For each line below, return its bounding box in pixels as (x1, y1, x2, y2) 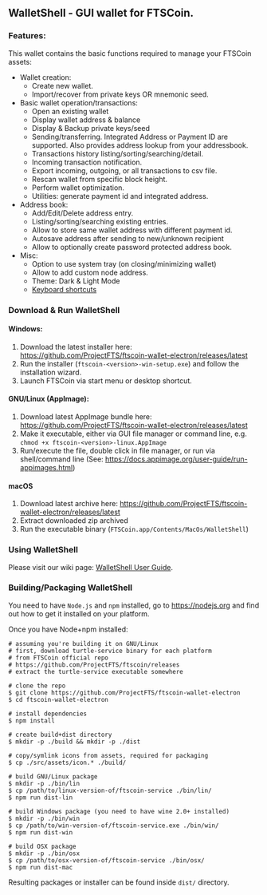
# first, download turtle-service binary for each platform (8, 647, 213, 655)
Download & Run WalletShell (8, 304, 120, 315)
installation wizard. (19, 367, 82, 377)
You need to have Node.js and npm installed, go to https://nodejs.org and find (8, 600, 260, 610)
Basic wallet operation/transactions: (19, 97, 138, 107)
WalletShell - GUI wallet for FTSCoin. (8, 6, 194, 20)
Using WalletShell (8, 545, 78, 556)
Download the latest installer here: (19, 342, 133, 351)
